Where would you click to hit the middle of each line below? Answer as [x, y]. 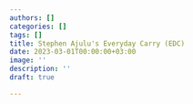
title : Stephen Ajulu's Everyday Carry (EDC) [97, 43]
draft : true [32, 78]
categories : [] [38, 26]
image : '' [28, 60]
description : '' [40, 69]
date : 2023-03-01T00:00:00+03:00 [73, 52]
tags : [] [26, 35]
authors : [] [32, 18]
